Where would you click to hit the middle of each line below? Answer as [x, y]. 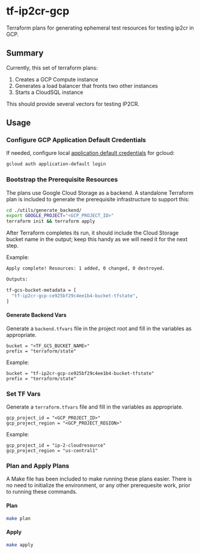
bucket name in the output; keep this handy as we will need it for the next [97, 239]
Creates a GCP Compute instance [56, 79]
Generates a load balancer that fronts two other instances [86, 86]
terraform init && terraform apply [51, 221]
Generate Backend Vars [37, 315]
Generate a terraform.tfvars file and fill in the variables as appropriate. [95, 407]
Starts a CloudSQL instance [49, 92]
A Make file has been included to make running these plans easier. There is [99, 479]
